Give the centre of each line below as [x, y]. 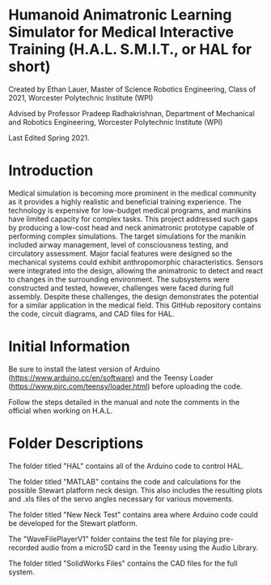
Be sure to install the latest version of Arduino [84, 369]
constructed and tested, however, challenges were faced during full [121, 288]
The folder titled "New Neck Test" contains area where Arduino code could [133, 514]
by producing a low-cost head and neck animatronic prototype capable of [131, 227]
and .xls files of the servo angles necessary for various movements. [121, 499]
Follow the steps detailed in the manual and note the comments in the [124, 402]
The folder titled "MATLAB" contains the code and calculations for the [125, 481]
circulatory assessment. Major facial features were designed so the [121, 253]
